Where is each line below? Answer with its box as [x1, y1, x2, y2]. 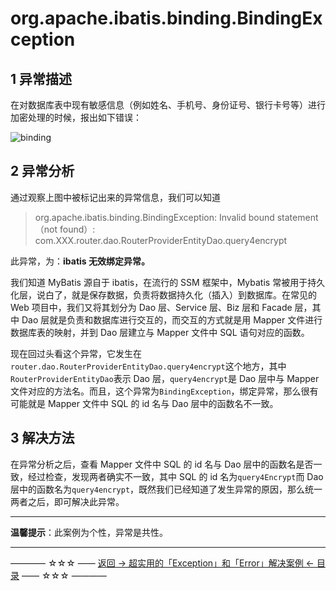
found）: [59, 223, 96, 235]
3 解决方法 [10, 430, 75, 447]
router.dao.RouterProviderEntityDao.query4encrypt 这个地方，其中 [10, 360, 287, 372]
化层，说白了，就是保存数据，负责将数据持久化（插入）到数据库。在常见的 [10, 288, 317, 301]
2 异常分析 [10, 163, 75, 180]
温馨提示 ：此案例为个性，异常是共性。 [10, 526, 168, 538]
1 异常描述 [10, 70, 73, 87]
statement [276, 211, 319, 223]
